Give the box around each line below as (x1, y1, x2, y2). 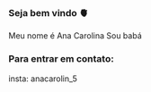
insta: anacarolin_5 (8, 73, 78, 84)
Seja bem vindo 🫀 (8, 6, 89, 19)
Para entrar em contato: (8, 53, 114, 65)
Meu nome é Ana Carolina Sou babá (8, 30, 142, 41)
